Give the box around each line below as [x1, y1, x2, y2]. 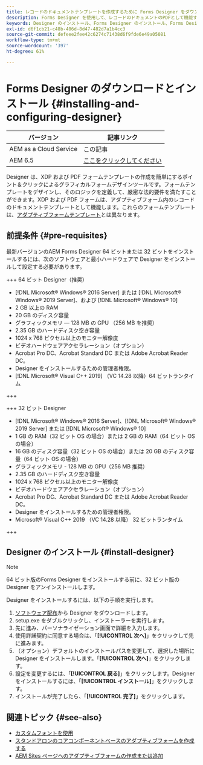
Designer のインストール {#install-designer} [6, 547, 175, 557]
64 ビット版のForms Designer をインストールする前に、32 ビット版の [6, 576, 180, 583]
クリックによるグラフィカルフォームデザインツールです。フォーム [22, 180, 185, 188]
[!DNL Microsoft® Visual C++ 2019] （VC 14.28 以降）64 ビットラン [14, 372, 184, 379]
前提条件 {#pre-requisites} [6, 231, 108, 241]
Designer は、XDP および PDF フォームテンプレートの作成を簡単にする [6, 173, 183, 180]
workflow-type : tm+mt [6, 37, 61, 43]
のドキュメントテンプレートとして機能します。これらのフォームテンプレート [6, 203, 196, 211]
